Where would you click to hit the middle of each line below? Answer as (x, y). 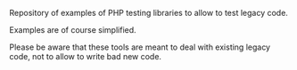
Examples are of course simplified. (73, 30)
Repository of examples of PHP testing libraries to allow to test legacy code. (148, 13)
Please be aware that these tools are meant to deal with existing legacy (140, 47)
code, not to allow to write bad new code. (86, 56)
